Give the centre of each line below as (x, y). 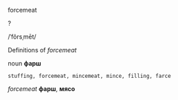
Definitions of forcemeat (42, 50)
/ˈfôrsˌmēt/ (22, 37)
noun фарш (25, 63)
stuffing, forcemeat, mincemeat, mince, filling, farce (89, 76)
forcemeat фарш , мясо (42, 89)
